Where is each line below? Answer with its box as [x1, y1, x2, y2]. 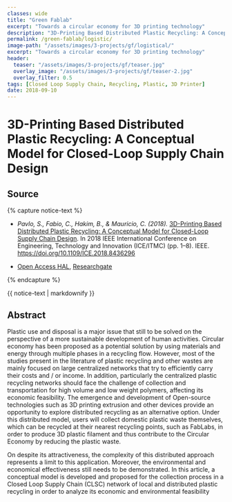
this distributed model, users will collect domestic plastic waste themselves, [7, 415, 223, 423]
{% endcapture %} [7, 276, 61, 284]
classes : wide [7, 10, 48, 17]
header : [7, 55, 30, 62]
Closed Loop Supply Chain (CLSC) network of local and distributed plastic [7, 480, 218, 488]
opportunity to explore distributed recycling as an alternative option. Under [7, 408, 220, 416]
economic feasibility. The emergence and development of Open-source [7, 393, 211, 401]
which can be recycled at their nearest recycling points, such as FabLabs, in [7, 422, 223, 431]
